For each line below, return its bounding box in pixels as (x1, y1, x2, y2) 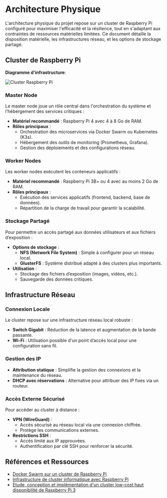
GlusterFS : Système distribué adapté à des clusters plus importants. (19, 260, 162, 266)
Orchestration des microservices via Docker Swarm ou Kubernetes (19, 129, 158, 135)
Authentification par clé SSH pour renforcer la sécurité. (19, 443, 133, 449)
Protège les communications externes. (19, 427, 99, 433)
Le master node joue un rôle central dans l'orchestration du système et (5, 103, 151, 109)
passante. (12, 332, 33, 338)
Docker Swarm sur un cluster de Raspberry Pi (12, 471, 107, 477)
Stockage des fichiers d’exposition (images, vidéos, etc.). (19, 271, 138, 277)
